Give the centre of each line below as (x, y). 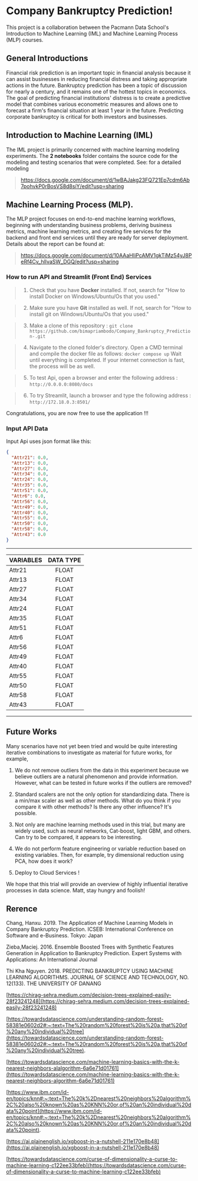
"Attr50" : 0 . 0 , (30, 524)
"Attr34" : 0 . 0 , (30, 474)
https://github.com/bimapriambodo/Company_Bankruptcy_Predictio (110, 331)
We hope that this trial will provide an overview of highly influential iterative (97, 884)
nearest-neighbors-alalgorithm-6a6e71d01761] (62, 1068)
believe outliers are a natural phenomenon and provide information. (96, 776)
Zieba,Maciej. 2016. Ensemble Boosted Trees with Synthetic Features (90, 947)
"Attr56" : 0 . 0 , (30, 501)
